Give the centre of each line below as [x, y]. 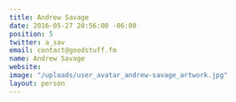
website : [25, 67]
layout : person [37, 83]
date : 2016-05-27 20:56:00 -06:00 [73, 26]
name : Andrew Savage [47, 59]
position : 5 [31, 34]
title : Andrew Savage [49, 17]
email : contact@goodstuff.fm [63, 51]
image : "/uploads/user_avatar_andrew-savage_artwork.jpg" [118, 75]
